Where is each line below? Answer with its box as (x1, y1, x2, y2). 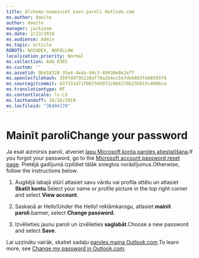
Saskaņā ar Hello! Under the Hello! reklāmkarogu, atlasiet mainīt (14, 203, 172, 210)
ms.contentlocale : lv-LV (6, 92, 68, 98)
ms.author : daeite (6, 14, 52, 20)
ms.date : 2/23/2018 (6, 31, 55, 37)
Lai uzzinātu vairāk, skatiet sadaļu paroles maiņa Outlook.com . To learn (6, 239, 179, 246)
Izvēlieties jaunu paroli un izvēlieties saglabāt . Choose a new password (14, 221, 189, 228)
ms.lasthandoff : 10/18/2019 (6, 97, 76, 103)
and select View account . (14, 191, 79, 198)
